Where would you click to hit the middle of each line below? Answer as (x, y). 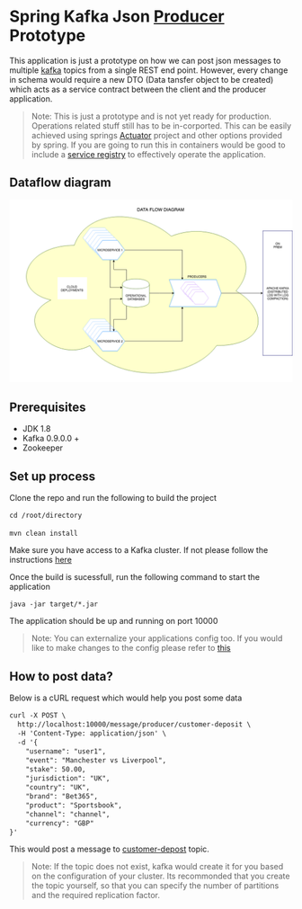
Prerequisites (48, 407)
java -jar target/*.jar (54, 604)
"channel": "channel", (68, 815)
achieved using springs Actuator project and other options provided (157, 135)
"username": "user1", (66, 752)
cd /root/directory (46, 516)
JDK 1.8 (36, 429)
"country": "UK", (58, 788)
